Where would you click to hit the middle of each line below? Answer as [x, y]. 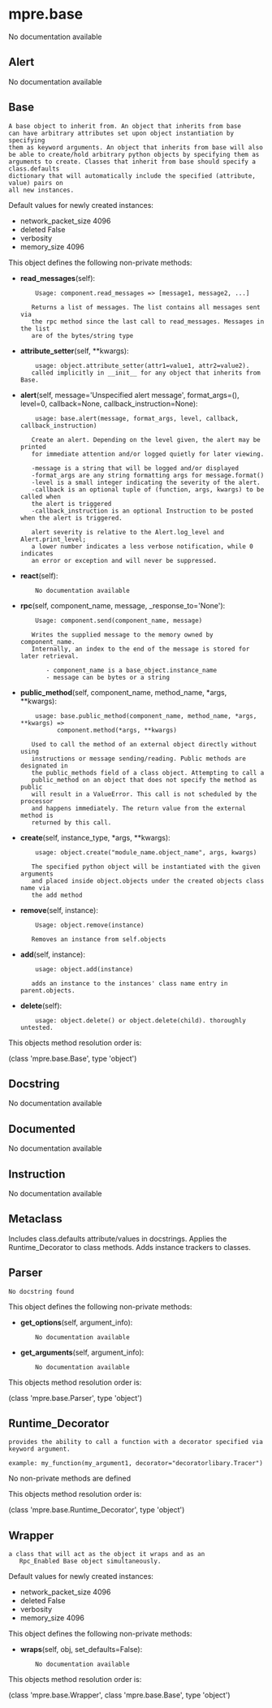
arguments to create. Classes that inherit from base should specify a [132, 162]
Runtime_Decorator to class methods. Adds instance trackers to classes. [130, 1247]
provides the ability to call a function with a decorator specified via [136, 1442]
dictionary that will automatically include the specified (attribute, [132, 175]
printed [33, 447]
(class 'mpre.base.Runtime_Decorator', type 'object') [97, 1510]
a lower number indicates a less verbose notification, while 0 [142, 546]
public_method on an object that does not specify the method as [144, 780]
